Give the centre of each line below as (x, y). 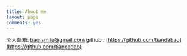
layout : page (22, 17)
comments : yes (24, 22)
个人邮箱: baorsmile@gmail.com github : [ (57, 40)
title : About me (26, 11)
